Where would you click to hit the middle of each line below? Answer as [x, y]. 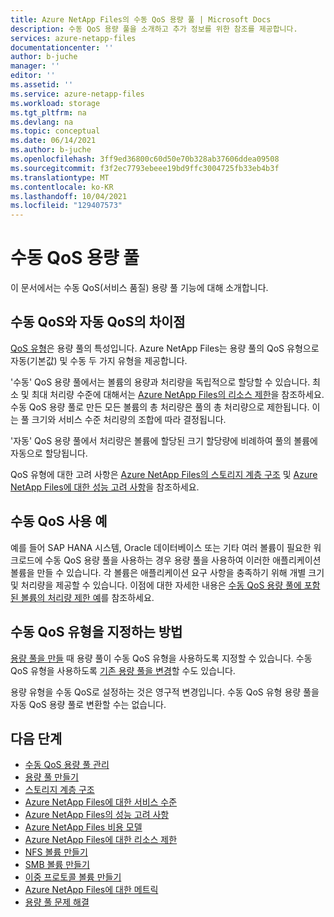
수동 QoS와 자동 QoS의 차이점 [98, 322]
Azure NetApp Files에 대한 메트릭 [91, 890]
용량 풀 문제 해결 [57, 902]
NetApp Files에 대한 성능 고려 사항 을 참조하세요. [105, 487]
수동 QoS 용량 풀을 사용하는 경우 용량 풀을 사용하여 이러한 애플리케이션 [183, 560]
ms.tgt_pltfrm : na [48, 112]
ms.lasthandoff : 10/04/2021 [69, 196]
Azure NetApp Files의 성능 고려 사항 [97, 815]
